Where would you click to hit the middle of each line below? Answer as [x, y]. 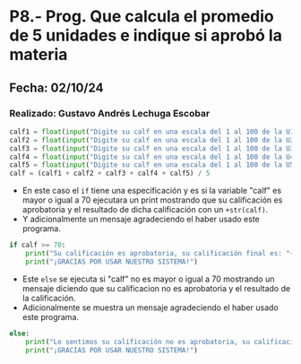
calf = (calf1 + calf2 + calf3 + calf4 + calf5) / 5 [110, 173]
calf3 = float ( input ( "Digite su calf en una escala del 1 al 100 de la [146, 148]
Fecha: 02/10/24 [56, 87]
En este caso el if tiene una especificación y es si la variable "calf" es [152, 191]
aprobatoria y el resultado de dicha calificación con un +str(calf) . [145, 210]
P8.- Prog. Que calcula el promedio [142, 17]
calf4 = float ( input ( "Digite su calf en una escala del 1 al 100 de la [146, 157]
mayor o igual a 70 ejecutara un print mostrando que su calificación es [152, 200]
